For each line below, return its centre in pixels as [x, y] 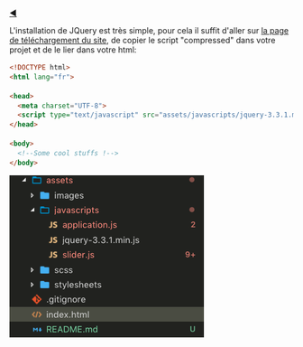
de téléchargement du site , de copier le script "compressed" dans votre [142, 40]
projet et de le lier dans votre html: [73, 50]
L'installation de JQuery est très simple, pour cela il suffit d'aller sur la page [149, 30]
